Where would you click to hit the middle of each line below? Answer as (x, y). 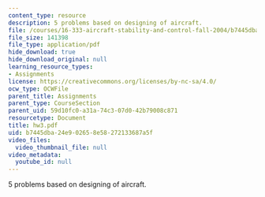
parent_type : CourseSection (54, 103)
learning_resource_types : (50, 67)
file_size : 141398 (38, 37)
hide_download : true (42, 52)
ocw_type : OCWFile (38, 89)
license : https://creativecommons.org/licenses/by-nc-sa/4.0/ (112, 81)
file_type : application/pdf (54, 45)
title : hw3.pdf (33, 125)
